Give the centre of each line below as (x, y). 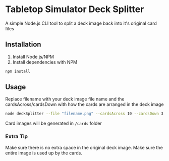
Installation (23, 45)
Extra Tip (17, 136)
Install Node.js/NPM (33, 57)
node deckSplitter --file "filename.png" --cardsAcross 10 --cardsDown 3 (84, 114)
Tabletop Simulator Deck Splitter (75, 9)
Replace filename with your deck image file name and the (65, 99)
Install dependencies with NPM (45, 62)
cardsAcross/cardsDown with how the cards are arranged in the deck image (84, 104)
